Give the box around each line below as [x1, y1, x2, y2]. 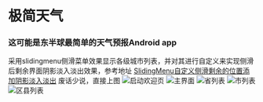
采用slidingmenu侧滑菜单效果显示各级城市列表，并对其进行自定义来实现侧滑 [8, 56, 254, 66]
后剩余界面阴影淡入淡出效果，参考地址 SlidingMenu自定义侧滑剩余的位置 [8, 66, 243, 75]
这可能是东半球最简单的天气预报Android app [8, 37, 177, 48]
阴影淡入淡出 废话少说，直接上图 [14, 76, 120, 86]
